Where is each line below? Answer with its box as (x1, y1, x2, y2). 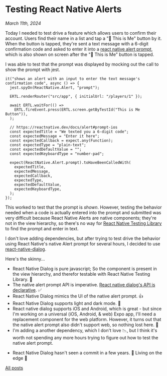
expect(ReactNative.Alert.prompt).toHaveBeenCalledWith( (10, 160, 131, 165)
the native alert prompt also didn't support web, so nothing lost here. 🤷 (12, 322, 159, 328)
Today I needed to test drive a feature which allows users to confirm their (5, 30, 156, 36)
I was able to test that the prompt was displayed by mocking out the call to (5, 61, 159, 67)
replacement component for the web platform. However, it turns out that (12, 316, 161, 322)
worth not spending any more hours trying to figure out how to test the (12, 334, 158, 341)
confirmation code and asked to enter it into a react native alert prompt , (5, 46, 153, 52)
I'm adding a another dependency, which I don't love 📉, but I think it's (12, 327, 157, 333)
